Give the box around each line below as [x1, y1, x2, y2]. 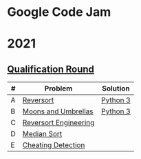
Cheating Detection [22, 140, 85, 150]
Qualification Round [7, 63, 95, 75]
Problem [44, 84, 73, 93]
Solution [102, 84, 131, 93]
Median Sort [22, 129, 63, 139]
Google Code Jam [7, 4, 111, 20]
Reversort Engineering [22, 118, 95, 128]
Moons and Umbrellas [22, 106, 94, 116]
